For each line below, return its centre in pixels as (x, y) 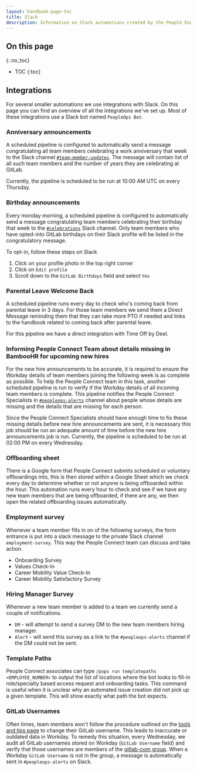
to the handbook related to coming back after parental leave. (79, 322)
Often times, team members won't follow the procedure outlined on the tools (98, 724)
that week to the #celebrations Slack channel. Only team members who (93, 228)
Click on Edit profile (41, 269)
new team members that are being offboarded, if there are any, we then (92, 496)
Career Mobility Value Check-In (52, 573)
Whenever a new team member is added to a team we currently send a (92, 607)
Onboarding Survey (38, 560)
